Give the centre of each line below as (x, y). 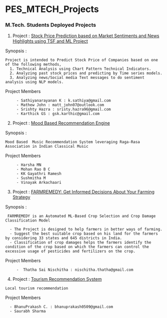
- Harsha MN (29, 165)
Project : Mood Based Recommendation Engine (61, 123)
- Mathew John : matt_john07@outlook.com (60, 105)
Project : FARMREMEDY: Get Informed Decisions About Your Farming (83, 192)
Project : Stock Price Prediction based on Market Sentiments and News (86, 36)
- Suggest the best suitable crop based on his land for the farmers (84, 234)
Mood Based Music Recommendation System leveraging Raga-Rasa (73, 142)
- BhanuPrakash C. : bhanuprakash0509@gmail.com (61, 307)
